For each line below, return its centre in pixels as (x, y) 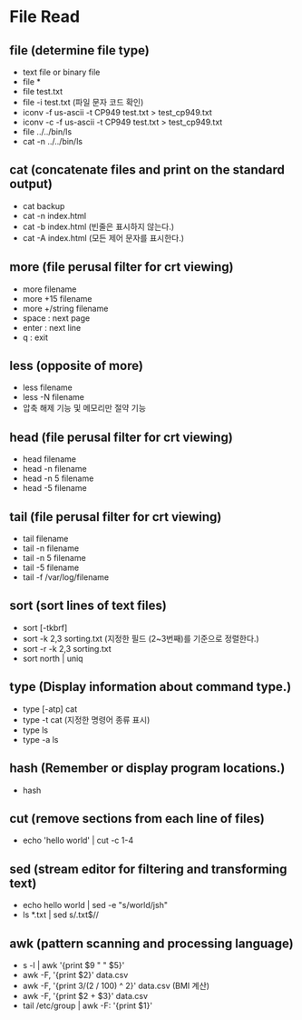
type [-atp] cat (50, 709)
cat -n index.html (54, 215)
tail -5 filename (51, 568)
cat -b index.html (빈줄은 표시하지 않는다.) (98, 226)
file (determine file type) (79, 50)
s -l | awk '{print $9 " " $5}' (73, 965)
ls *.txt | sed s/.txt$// (61, 915)
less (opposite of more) (76, 366)
